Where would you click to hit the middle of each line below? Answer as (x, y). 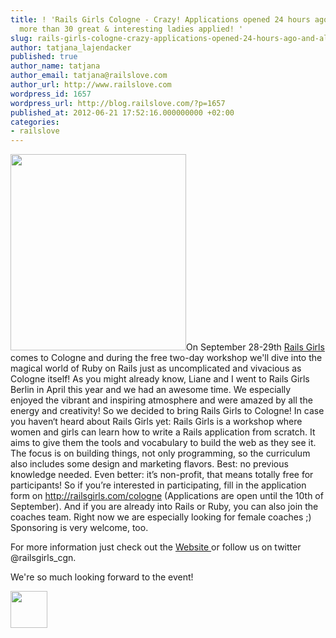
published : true (44, 57)
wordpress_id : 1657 (51, 94)
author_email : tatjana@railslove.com (89, 76)
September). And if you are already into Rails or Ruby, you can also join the (164, 507)
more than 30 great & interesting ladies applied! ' (131, 29)
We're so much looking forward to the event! (102, 577)
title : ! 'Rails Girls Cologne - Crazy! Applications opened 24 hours (160, 19)
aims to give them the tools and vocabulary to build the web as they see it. (163, 443)
